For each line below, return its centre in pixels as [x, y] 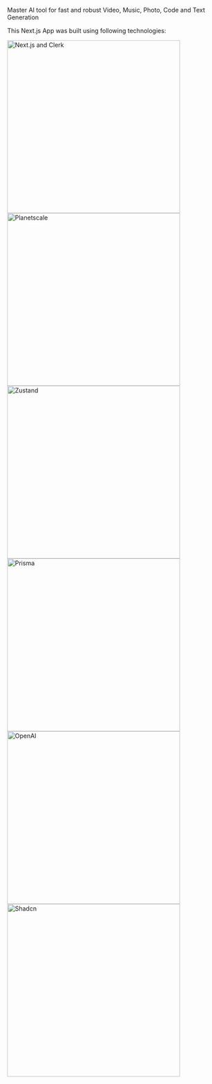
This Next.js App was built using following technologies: [87, 31]
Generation [23, 17]
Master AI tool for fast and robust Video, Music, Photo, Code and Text [106, 10]
